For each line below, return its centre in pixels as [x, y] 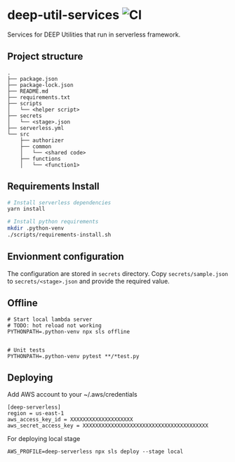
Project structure [45, 57]
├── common [36, 146]
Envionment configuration [66, 257]
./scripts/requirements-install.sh [59, 235]
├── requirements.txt [39, 97]
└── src [19, 134]
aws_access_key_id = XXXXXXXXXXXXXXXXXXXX [70, 420]
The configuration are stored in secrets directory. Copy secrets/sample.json [118, 273]
